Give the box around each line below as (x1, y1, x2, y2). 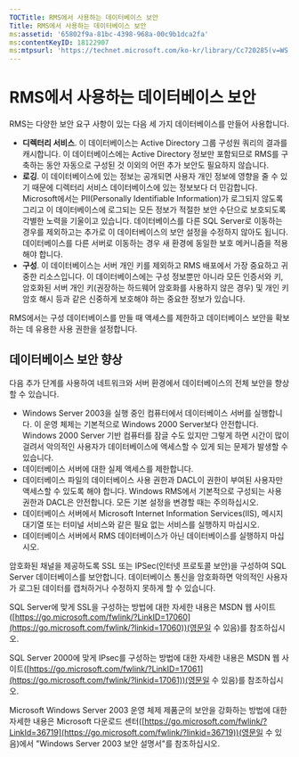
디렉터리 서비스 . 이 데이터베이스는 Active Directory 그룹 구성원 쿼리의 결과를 (21, 137, 287, 148)
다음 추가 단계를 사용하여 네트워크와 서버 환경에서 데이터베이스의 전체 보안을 (9, 377, 273, 388)
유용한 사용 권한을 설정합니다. (35, 324, 138, 334)
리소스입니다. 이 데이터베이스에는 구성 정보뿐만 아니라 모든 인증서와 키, (38, 271, 284, 282)
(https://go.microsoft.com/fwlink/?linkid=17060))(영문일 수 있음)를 (9, 621, 247, 633)
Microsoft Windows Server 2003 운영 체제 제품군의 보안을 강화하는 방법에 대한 (9, 704, 287, 715)
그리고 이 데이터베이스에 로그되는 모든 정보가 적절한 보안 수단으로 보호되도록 (21, 204, 287, 215)
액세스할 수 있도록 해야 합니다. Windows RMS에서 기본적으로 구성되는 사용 (21, 485, 282, 496)
